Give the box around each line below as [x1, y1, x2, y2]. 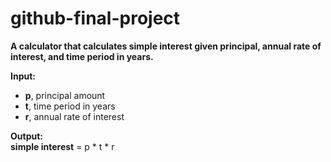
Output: [10, 130, 43, 142]
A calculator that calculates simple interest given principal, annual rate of [10, 40, 322, 52]
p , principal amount [24, 89, 106, 101]
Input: [10, 70, 36, 82]
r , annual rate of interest [24, 110, 125, 122]
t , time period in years [24, 100, 116, 112]
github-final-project [10, 7, 181, 30]
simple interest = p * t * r [10, 140, 115, 152]
